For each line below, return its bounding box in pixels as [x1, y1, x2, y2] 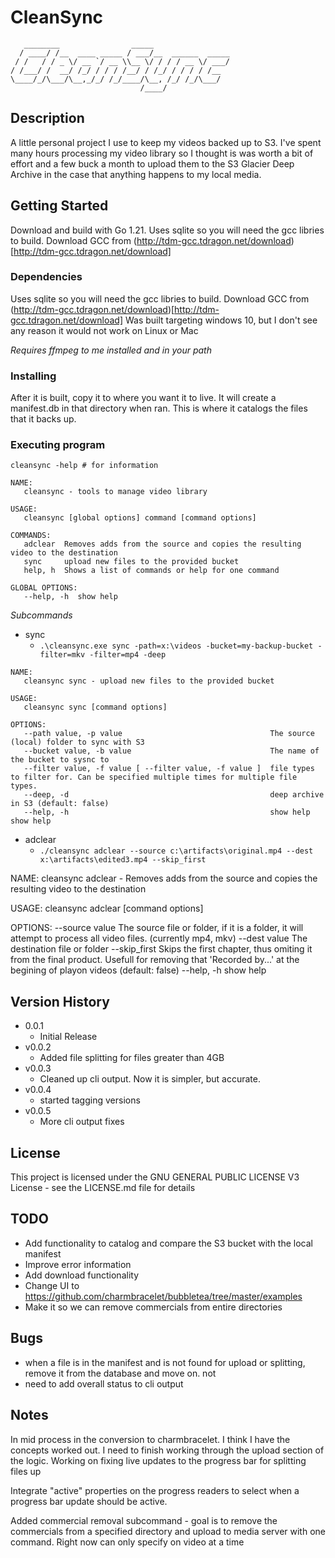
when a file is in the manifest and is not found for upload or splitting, [24, 1356, 306, 1368]
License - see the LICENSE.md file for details [10, 1182, 196, 1194]
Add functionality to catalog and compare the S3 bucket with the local [24, 1237, 313, 1249]
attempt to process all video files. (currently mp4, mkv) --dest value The [10, 932, 308, 945]
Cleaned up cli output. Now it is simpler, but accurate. [39, 1073, 261, 1085]
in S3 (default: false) [10, 799, 110, 809]
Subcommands [10, 609, 73, 621]
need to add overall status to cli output [24, 1377, 184, 1390]
